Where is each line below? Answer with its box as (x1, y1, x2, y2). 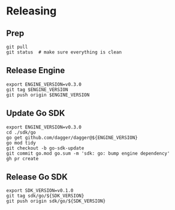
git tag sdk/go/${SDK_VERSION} (6, 193, 85, 199)
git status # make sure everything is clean (6, 49, 122, 55)
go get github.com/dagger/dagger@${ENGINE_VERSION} (6, 134, 138, 140)
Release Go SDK (6, 172, 68, 182)
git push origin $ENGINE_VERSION (6, 92, 90, 98)
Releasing (6, 4, 57, 18)
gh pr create (6, 155, 39, 161)
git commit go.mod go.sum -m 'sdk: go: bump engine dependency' (6, 150, 170, 157)
